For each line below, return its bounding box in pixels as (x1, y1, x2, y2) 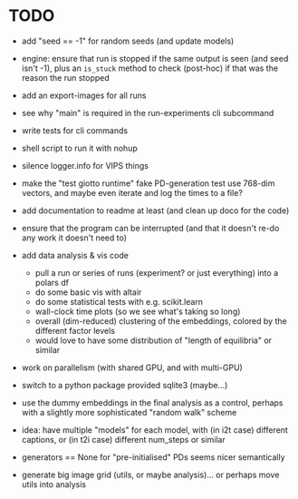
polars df (34, 277, 70, 288)
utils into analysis (21, 478, 87, 490)
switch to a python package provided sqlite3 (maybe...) (21, 379, 228, 390)
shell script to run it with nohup (21, 142, 138, 153)
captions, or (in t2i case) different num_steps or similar (21, 434, 226, 445)
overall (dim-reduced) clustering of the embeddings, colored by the (34, 315, 287, 327)
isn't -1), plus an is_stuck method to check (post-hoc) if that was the (21, 63, 278, 73)
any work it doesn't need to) (21, 232, 128, 243)
